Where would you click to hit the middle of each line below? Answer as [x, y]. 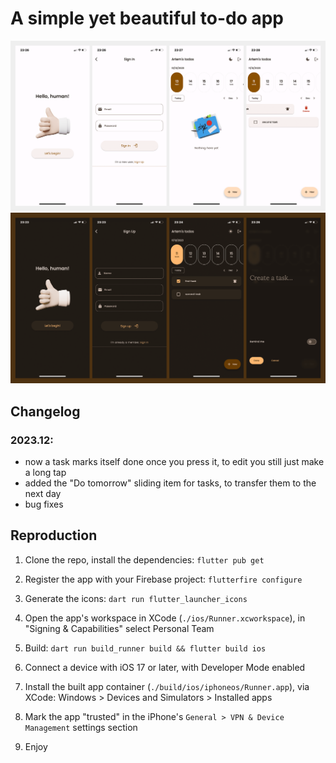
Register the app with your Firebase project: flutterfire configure [163, 579]
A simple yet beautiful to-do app [147, 18]
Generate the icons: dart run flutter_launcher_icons [136, 598]
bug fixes [44, 504]
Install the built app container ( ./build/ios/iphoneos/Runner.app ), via [167, 686]
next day [43, 493]
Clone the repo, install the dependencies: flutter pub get [144, 559]
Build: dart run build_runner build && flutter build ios [145, 648]
